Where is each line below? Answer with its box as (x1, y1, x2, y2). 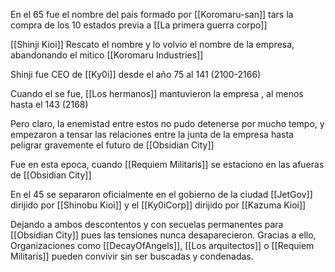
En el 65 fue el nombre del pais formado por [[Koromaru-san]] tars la (10, 9, 294, 20)
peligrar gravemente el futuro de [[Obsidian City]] (10, 139, 215, 151)
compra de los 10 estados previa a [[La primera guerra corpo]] (10, 19, 268, 31)
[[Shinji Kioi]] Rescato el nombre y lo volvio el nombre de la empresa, (10, 39, 295, 50)
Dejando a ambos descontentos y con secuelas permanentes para (10, 219, 284, 230)
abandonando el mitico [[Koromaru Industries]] (10, 49, 204, 61)
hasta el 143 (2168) (10, 99, 89, 110)
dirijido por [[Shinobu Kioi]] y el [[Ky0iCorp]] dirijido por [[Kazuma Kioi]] (10, 199, 307, 211)
